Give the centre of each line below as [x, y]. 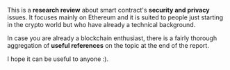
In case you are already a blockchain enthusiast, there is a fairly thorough [112, 38]
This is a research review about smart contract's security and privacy [108, 10]
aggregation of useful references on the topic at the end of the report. [108, 45]
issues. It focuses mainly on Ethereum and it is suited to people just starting [115, 17]
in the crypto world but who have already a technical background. [101, 25]
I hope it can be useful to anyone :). [58, 59]
